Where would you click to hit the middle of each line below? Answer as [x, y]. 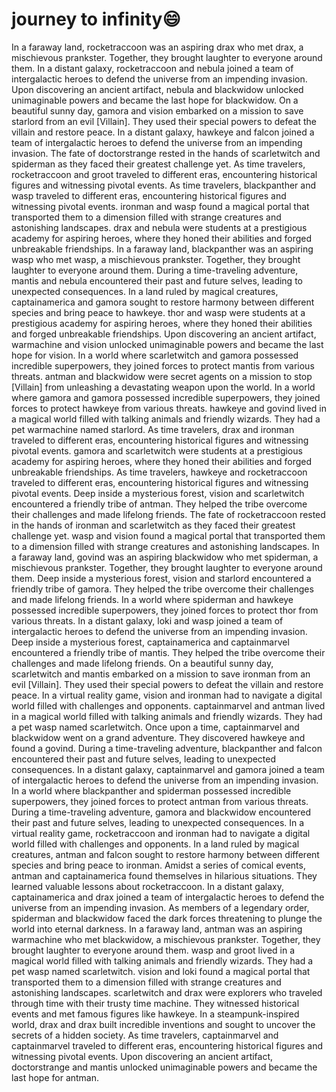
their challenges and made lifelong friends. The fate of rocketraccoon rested [168, 514]
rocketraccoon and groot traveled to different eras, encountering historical [164, 174]
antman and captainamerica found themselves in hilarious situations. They [164, 875]
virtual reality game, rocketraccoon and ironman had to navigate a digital [161, 833]
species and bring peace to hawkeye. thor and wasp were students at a [158, 312]
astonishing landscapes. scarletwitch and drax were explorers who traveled [167, 992]
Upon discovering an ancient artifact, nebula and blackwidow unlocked [157, 89]
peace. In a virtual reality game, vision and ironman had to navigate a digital [167, 695]
